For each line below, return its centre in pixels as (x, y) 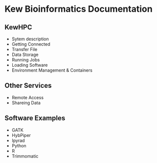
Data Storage (25, 54)
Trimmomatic (25, 156)
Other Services (28, 86)
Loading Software (30, 65)
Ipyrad (18, 140)
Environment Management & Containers (52, 70)
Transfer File (25, 49)
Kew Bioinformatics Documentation (78, 9)
